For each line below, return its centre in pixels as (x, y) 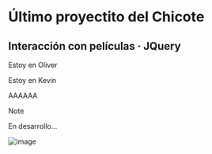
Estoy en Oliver (33, 65)
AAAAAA (23, 96)
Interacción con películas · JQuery (95, 46)
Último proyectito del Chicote (106, 17)
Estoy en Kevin (32, 80)
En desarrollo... (33, 126)
